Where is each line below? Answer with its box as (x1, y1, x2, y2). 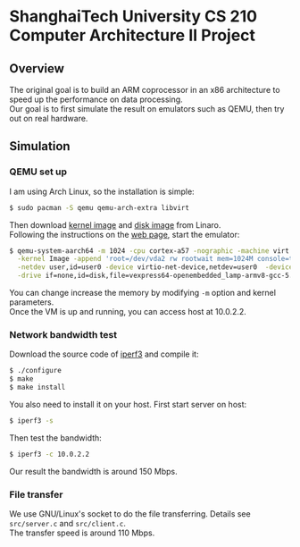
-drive (17, 271, 42, 281)
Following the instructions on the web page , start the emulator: (9, 229, 240, 240)
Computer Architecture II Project (9, 25, 256, 46)
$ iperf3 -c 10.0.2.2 (9, 450, 90, 459)
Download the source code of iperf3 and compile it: (9, 349, 199, 359)
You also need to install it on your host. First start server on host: (9, 399, 247, 409)
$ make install (9, 383, 66, 392)
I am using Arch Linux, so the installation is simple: (9, 186, 195, 197)
